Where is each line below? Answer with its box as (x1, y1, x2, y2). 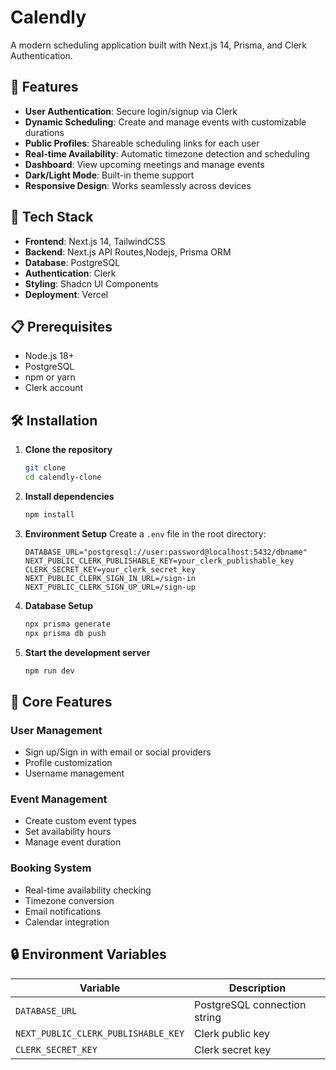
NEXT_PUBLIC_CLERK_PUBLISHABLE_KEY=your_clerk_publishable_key (24, 556, 295, 566)
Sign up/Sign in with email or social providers (24, 746, 212, 758)
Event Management (10, 792, 108, 806)
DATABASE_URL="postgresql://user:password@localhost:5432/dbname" (24, 547, 308, 557)
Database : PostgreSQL (24, 256, 121, 268)
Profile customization (24, 757, 113, 769)
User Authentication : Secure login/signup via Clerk (24, 105, 238, 117)
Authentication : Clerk (24, 267, 117, 279)
